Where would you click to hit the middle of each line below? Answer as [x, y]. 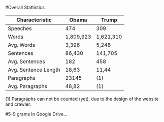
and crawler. [18, 104]
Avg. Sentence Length [34, 70]
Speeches [20, 28]
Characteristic [34, 20]
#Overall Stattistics [25, 7]
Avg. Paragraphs [27, 86]
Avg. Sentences [26, 62]
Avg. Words [22, 45]
